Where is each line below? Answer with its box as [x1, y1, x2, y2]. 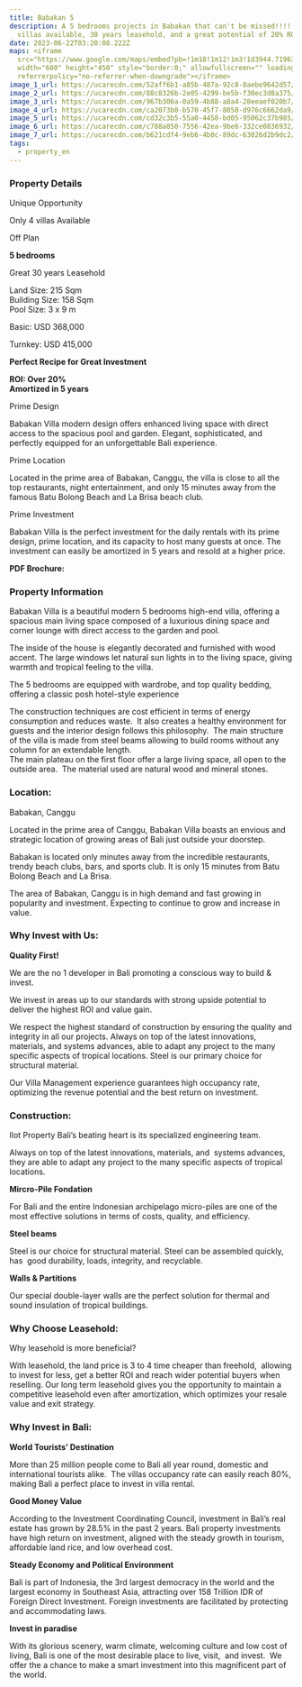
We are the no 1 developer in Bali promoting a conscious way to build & [9, 967, 272, 978]
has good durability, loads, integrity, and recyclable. [9, 1255, 204, 1266]
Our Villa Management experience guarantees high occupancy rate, [9, 1077, 261, 1088]
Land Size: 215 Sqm [9, 285, 83, 296]
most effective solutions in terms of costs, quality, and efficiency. [9, 1211, 251, 1222]
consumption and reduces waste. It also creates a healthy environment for [9, 716, 287, 726]
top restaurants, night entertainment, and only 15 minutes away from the [9, 481, 277, 492]
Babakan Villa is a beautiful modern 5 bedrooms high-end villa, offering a [9, 606, 280, 617]
